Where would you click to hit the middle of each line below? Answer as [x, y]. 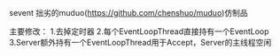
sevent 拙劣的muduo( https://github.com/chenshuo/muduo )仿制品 [128, 13]
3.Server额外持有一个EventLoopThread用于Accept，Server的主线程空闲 [140, 42]
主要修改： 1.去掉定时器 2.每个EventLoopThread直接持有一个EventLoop [139, 31]
